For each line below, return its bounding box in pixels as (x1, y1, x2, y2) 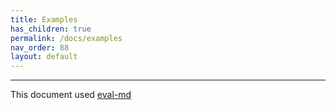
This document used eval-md (10, 89, 132, 101)
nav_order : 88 (10, 42, 70, 53)
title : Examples (10, 14, 78, 25)
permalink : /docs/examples (10, 33, 123, 43)
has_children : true (10, 24, 92, 34)
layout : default (10, 52, 78, 62)
